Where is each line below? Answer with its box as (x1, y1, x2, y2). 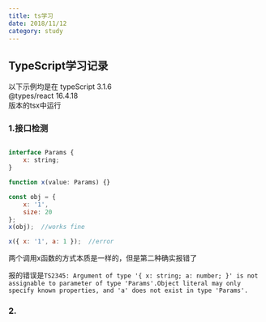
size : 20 (23, 208, 53, 216)
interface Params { (8, 149, 75, 157)
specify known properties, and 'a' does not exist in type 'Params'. (8, 286, 249, 295)
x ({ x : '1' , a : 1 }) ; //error (8, 238, 114, 246)
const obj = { (8, 193, 57, 201)
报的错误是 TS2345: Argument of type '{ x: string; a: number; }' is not (8, 270, 259, 280)
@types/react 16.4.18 (8, 91, 79, 101)
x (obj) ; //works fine (8, 223, 85, 231)
